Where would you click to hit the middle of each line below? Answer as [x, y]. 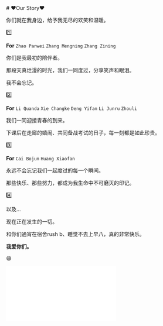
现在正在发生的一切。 [32, 222]
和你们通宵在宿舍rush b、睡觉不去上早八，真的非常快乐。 [75, 234]
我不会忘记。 [21, 83]
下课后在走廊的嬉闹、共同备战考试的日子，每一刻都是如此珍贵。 [83, 133]
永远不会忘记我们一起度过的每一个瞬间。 [55, 170]
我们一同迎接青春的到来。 [37, 120]
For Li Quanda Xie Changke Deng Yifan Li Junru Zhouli [72, 108]
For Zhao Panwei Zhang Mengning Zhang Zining [61, 46]
